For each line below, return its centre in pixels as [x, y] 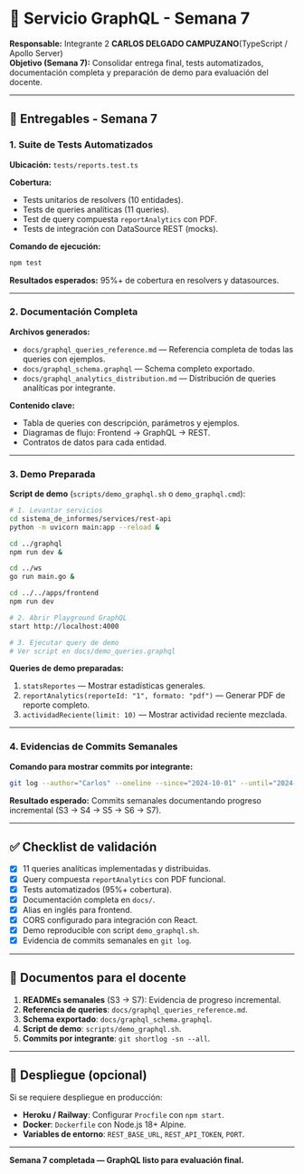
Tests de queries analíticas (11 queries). [96, 209]
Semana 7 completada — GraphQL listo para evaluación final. [127, 1160]
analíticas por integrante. [69, 388]
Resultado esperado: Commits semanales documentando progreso [136, 800]
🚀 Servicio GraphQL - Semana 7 [130, 19]
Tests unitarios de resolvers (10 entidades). [103, 199]
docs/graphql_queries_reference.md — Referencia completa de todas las [158, 349]
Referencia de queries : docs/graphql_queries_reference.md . [135, 1009]
